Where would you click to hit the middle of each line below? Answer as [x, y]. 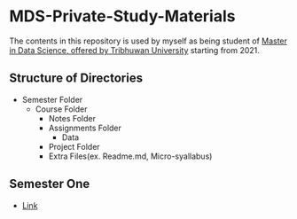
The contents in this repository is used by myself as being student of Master [148, 41]
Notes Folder [72, 118]
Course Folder [61, 109]
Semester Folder [52, 99]
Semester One [50, 184]
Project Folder [74, 146]
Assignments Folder [85, 128]
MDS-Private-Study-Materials [122, 16]
